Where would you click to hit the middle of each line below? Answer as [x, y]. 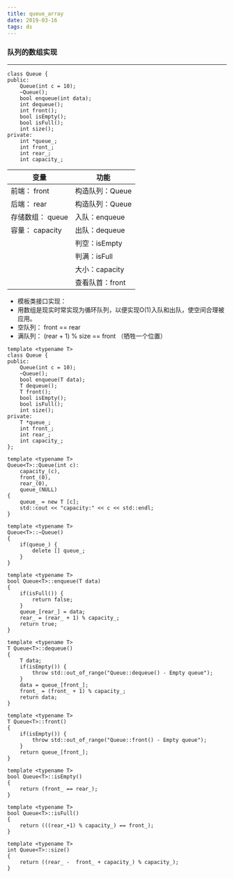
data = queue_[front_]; [54, 685]
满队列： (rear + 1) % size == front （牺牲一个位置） [92, 336]
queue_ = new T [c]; [49, 502]
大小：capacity [100, 269]
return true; [39, 624]
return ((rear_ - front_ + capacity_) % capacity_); [99, 862]
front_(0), [36, 477]
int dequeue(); [42, 104]
